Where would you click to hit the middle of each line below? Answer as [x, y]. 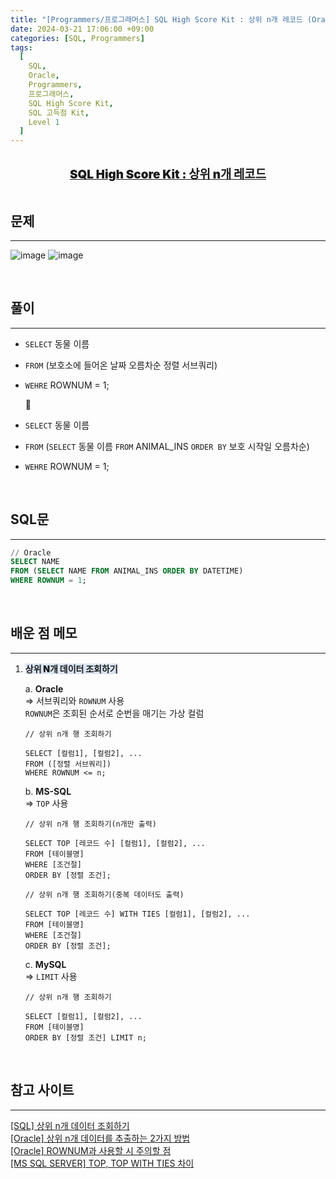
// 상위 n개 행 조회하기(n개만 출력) [90, 824]
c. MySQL [45, 964]
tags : [21, 47]
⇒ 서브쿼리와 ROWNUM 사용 [74, 700]
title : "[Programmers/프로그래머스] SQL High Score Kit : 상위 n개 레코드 [156, 19]
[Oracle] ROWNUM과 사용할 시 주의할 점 [91, 1150]
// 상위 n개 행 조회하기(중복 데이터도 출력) [104, 894]
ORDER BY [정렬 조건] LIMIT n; [85, 1037]
